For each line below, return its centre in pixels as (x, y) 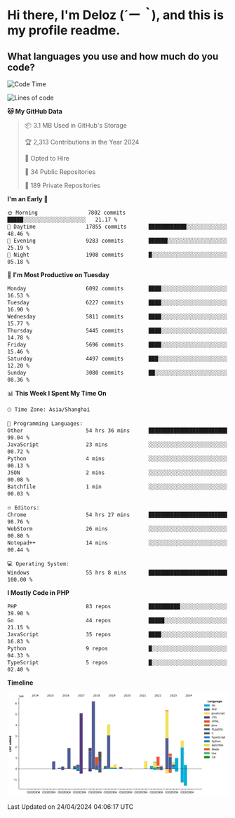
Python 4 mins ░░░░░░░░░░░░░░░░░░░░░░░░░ (117, 459)
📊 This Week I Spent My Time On (57, 393)
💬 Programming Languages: (45, 424)
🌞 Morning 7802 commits (67, 213)
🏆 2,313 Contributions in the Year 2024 (82, 142)
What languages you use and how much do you (113, 56)
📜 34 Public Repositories (60, 172)
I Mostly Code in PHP (39, 593)
